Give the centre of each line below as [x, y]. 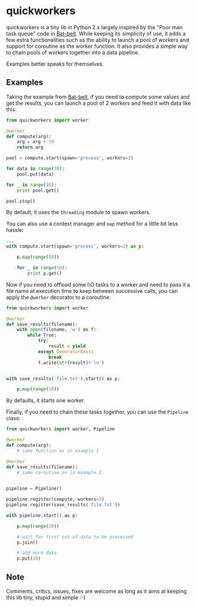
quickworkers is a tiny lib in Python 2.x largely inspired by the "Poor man [94, 27]
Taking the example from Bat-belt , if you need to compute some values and [98, 96]
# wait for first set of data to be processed [75, 537]
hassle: [15, 230]
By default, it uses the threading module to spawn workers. [78, 212]
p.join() [28, 543]
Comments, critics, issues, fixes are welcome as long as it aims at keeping [96, 591]
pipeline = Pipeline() [34, 489]
